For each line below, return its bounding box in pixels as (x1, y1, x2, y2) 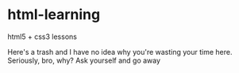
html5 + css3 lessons (7, 32, 77, 41)
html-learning (7, 6, 101, 24)
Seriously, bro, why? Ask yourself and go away (7, 56, 160, 65)
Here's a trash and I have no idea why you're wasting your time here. (7, 47, 233, 56)
